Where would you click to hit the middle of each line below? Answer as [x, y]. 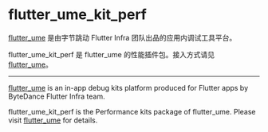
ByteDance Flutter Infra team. [57, 96]
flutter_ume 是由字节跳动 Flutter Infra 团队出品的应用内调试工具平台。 [122, 37]
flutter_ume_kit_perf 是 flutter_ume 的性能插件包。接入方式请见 [112, 54]
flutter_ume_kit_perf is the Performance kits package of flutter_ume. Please [132, 111]
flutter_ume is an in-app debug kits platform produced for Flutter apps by [128, 87]
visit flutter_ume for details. [53, 120]
